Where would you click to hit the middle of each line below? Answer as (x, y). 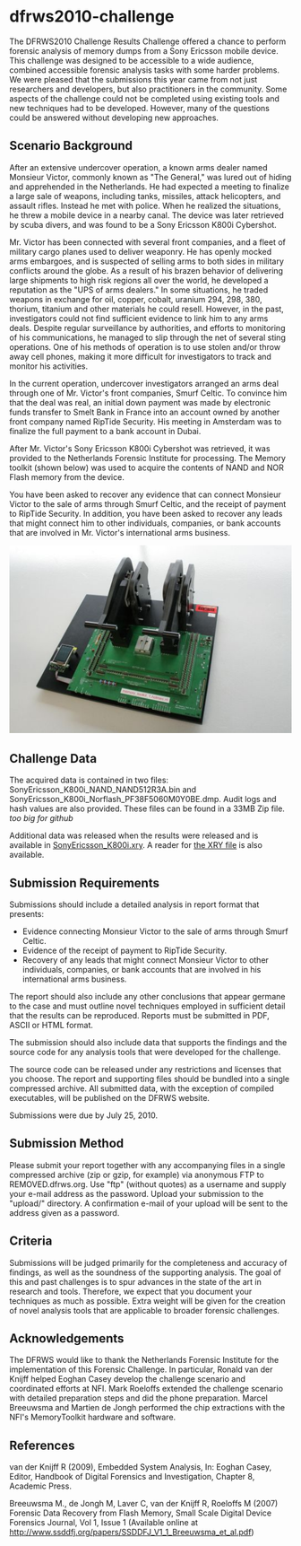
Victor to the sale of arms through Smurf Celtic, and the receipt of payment (148, 503)
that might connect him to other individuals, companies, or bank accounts (145, 523)
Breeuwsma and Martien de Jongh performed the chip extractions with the (147, 1408)
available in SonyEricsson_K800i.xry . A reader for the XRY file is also (136, 845)
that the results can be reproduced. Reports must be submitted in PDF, (140, 1016)
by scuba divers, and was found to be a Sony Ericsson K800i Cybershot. (143, 224)
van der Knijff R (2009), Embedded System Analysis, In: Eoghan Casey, (140, 1467)
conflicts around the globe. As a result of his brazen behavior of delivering (146, 270)
